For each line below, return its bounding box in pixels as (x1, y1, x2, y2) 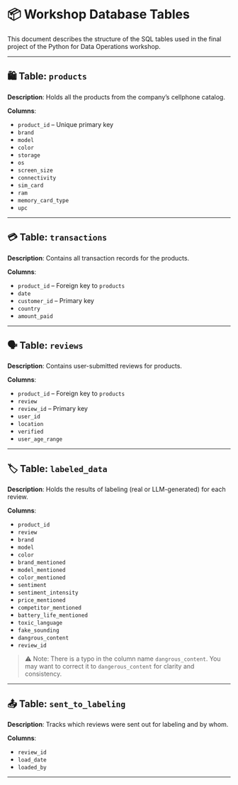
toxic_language (17, 620, 63, 627)
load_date (17, 757, 47, 764)
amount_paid (17, 312, 53, 320)
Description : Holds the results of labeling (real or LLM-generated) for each (7, 485, 226, 494)
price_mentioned (17, 597, 66, 604)
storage (17, 151, 40, 159)
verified (17, 428, 44, 436)
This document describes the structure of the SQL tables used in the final (7, 34, 222, 43)
